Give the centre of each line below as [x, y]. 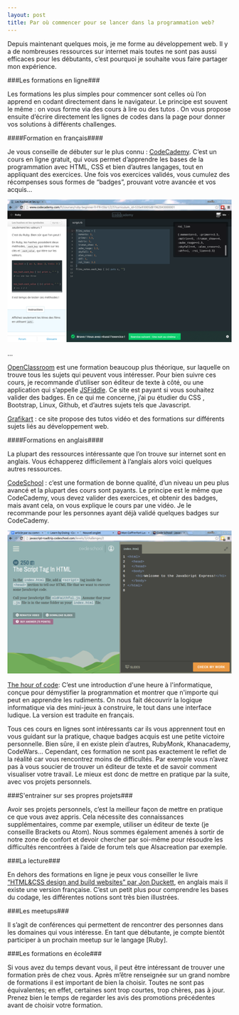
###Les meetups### [38, 911]
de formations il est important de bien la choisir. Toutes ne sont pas [106, 983]
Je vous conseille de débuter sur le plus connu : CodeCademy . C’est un [112, 151]
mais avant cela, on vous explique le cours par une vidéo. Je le [100, 505]
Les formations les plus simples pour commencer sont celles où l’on [107, 94]
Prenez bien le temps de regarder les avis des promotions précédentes [111, 998]
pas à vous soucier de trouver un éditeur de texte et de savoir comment [112, 767]
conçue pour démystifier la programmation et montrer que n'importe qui [113, 692]
